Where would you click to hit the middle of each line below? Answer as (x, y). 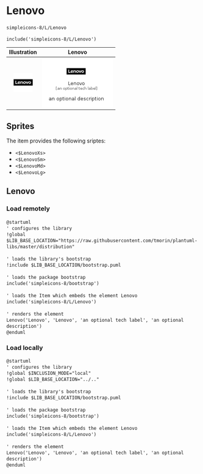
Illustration (23, 52)
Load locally (25, 347)
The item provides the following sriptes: (56, 141)
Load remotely (28, 209)
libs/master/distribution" (41, 246)
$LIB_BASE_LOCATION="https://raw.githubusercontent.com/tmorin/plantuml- (102, 240)
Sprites (20, 126)
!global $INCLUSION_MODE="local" (49, 373)
